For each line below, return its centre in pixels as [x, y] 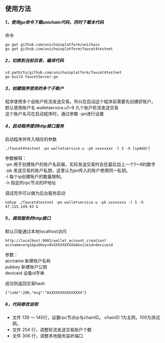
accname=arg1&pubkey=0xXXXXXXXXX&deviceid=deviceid [59, 245]
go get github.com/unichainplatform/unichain [52, 45]
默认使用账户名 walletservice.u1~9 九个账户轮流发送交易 [62, 108]
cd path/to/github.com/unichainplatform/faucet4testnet [63, 73]
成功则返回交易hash [25, 284]
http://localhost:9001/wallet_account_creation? [56, 241]
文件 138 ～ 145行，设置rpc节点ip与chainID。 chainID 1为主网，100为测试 [86, 318]
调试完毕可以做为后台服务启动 [35, 193]
